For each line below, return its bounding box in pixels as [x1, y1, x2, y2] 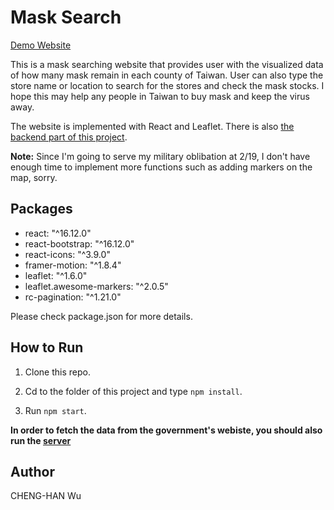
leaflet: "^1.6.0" [24, 269, 88, 281]
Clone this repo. [24, 366, 91, 378]
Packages [10, 201, 73, 218]
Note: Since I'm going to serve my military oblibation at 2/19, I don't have [10, 150, 311, 162]
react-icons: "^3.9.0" [24, 248, 111, 260]
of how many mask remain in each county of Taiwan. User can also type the [10, 69, 324, 81]
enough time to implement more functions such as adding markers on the [10, 161, 313, 173]
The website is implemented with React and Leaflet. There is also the [10, 120, 295, 132]
